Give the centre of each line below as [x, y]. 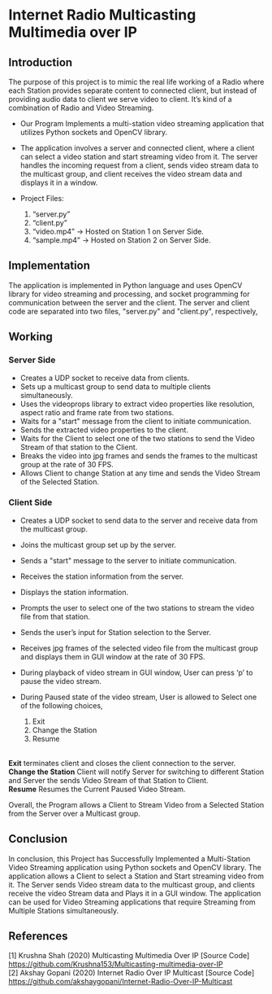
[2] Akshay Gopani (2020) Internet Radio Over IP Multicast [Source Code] [132, 973]
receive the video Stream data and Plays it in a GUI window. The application [135, 893]
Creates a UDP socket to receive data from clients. [105, 378]
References [38, 936]
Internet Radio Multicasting [102, 15]
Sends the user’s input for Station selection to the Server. [115, 632]
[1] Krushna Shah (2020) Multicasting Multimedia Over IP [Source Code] [129, 956]
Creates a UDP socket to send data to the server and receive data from [139, 520]
